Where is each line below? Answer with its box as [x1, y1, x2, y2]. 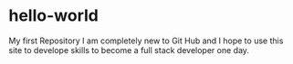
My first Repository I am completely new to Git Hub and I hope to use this [8, 35, 284, 46]
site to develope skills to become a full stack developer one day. [8, 44, 250, 55]
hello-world [8, 5, 99, 26]
